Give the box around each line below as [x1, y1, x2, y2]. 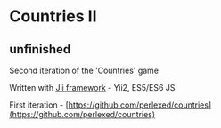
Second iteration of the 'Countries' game [9, 65, 159, 76]
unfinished [9, 42, 71, 57]
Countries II [9, 6, 97, 27]
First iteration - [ [9, 100, 70, 110]
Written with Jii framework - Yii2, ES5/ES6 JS [9, 83, 176, 92]
